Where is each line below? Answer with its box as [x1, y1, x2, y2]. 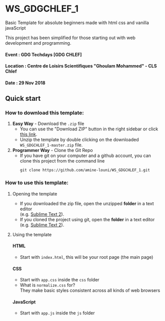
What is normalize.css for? [19, 282, 75, 288]
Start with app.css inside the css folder [19, 277, 99, 283]
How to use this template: [5, 179, 68, 186]
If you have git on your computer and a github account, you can [19, 152, 151, 158]
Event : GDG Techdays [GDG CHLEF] [5, 51, 82, 58]
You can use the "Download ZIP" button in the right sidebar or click [19, 126, 158, 132]
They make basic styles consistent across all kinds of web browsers [19, 287, 160, 293]
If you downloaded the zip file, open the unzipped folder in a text [19, 200, 154, 206]
